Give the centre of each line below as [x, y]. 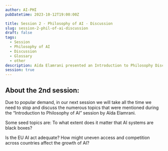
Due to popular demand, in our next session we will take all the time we [78, 102]
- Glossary [21, 56]
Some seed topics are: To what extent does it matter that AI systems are [79, 122]
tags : [11, 37]
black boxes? [19, 127]
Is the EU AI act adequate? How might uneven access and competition [77, 137]
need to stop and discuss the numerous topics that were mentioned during [82, 107]
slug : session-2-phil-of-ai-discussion [47, 28]
